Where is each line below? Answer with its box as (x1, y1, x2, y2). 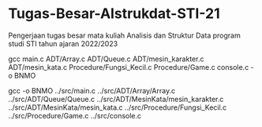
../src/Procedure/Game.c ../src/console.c (8, 111, 142, 120)
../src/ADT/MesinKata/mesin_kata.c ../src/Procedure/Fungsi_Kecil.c (8, 103, 227, 112)
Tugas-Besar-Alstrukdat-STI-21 (8, 5, 221, 23)
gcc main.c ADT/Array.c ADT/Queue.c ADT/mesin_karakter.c (8, 54, 204, 63)
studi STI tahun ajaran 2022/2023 (8, 38, 118, 48)
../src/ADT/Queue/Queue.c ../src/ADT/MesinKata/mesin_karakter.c (8, 94, 224, 103)
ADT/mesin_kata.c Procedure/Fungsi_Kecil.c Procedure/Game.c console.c (8, 62, 249, 71)
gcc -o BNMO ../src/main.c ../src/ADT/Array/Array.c (8, 85, 176, 95)
